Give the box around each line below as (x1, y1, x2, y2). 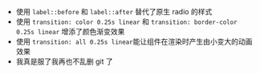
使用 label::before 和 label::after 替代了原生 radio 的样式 (15, 7, 213, 16)
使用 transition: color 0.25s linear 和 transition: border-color (15, 17, 238, 26)
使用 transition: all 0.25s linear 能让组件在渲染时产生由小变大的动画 (15, 37, 253, 46)
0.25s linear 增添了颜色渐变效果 (15, 27, 125, 36)
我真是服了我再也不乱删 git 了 (15, 56, 114, 66)
